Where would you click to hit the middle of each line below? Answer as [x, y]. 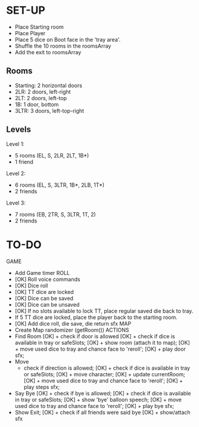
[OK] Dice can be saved [44, 298]
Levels [19, 130]
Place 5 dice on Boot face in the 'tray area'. [68, 39]
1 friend [24, 162]
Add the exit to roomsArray [48, 52]
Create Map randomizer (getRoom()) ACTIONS [72, 330]
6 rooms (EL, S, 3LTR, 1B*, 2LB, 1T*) [60, 185]
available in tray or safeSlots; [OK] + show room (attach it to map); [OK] [102, 342]
